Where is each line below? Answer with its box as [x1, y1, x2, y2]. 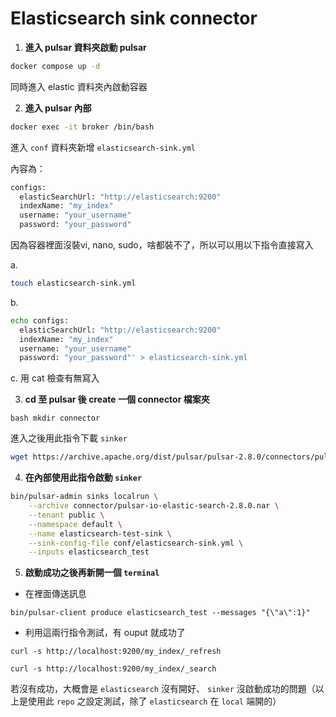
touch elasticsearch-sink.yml [10, 278, 137, 289]
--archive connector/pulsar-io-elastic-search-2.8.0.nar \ [28, 501, 280, 511]
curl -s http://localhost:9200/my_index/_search [10, 664, 217, 674]
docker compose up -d [10, 61, 101, 71]
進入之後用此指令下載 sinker [10, 432, 128, 444]
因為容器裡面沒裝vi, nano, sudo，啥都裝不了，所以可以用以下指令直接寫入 [10, 239, 314, 251]
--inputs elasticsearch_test [28, 547, 150, 557]
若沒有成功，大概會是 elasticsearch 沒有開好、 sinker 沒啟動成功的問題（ [10, 683, 316, 695]
